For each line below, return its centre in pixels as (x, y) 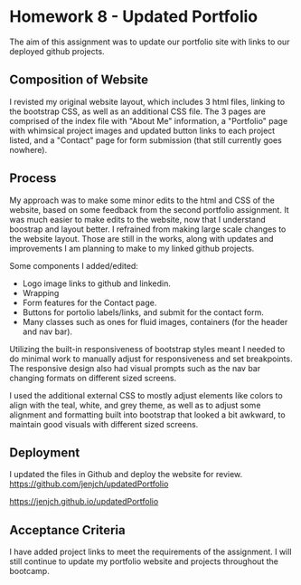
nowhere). (28, 149)
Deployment (45, 452)
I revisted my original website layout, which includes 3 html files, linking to (147, 101)
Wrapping (41, 292)
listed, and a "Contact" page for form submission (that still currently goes (146, 140)
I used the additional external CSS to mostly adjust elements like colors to (146, 395)
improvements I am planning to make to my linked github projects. (132, 248)
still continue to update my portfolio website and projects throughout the (144, 561)
